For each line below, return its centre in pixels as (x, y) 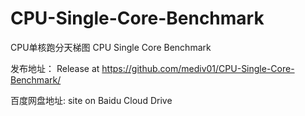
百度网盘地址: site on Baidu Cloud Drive (91, 100)
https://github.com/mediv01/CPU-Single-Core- (198, 68)
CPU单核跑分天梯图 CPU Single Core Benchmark (111, 47)
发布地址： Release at (55, 68)
